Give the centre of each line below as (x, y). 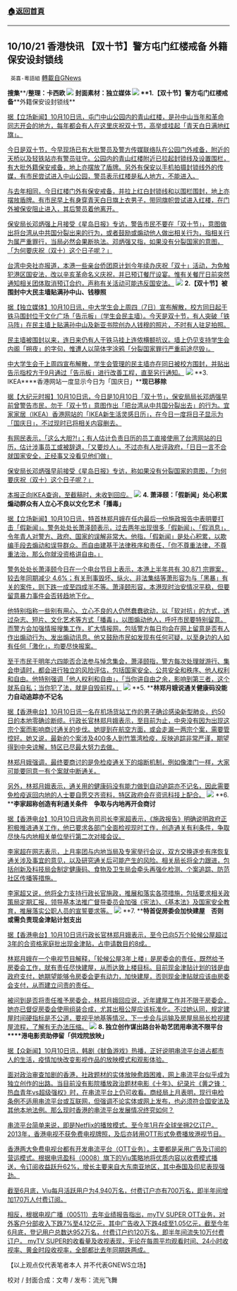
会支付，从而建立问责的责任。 (50, 985)
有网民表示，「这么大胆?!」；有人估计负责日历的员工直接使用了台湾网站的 (112, 438)
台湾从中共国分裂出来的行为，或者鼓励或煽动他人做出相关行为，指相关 (121, 233)
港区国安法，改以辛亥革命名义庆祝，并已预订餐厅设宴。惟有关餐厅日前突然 (121, 275)
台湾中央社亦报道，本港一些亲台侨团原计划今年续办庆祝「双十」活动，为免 (115, 266)
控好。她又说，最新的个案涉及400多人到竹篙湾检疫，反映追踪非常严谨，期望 (118, 739)
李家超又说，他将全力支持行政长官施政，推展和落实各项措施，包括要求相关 (115, 893)
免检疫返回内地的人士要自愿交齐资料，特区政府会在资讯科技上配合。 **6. (118, 795)
